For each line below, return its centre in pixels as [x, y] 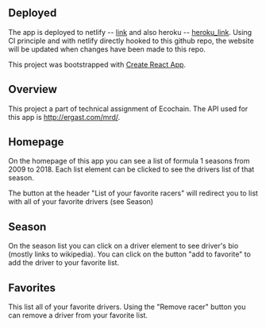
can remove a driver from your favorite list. [78, 315]
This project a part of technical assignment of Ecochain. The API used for [128, 108]
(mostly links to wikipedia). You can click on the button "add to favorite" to [130, 254]
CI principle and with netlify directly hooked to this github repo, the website [131, 41]
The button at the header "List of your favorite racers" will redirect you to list [133, 193]
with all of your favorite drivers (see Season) [81, 202]
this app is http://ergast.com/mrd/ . [64, 117]
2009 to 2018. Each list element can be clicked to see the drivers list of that [131, 169]
